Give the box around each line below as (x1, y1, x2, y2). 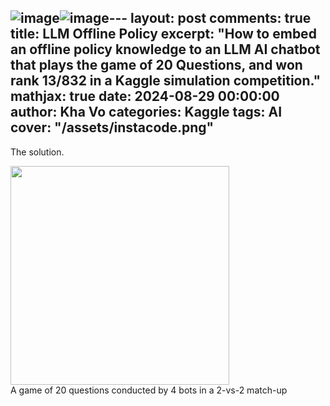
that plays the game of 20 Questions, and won (10, 57, 303, 74)
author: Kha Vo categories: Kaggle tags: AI (10, 104, 283, 121)
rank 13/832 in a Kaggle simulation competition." (10, 72, 322, 90)
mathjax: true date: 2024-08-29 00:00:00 (10, 88, 280, 105)
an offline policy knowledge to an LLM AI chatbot (10, 41, 321, 58)
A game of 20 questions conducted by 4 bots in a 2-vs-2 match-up (10, 384, 288, 396)
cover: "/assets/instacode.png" (10, 119, 215, 136)
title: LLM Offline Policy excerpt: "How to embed (10, 26, 317, 43)
